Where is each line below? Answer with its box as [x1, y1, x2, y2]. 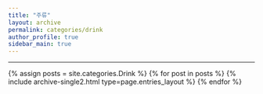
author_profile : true [8, 33, 79, 41]
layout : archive [8, 19, 61, 26]
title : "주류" [8, 11, 51, 19]
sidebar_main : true [8, 40, 72, 48]
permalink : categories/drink [8, 26, 103, 33]
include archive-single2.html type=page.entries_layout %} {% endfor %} [8, 77, 243, 86]
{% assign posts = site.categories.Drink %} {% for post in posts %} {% [8, 69, 236, 78]
